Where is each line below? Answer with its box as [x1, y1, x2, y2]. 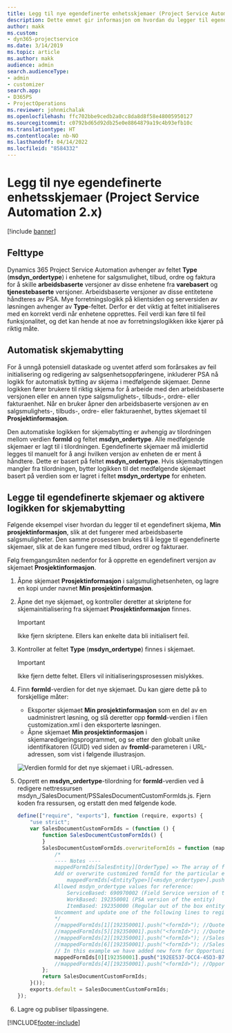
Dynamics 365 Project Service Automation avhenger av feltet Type [7, 266, 198, 274]
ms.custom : [7, 29, 39, 37]
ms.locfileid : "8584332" [7, 145, 79, 152]
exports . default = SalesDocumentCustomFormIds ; [30, 986, 169, 993]
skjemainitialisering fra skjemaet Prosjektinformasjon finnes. [17, 605, 191, 613]
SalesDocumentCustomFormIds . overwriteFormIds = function [42, 844, 209, 851]
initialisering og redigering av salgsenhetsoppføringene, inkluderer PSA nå [7, 370, 219, 378]
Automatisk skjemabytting [7, 344, 124, 356]
